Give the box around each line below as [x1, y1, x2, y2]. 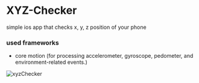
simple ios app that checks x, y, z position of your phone [6, 23, 147, 31]
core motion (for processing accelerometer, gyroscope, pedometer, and [14, 52, 194, 60]
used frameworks [6, 38, 59, 47]
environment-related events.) [14, 58, 87, 66]
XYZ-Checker [6, 4, 77, 17]
